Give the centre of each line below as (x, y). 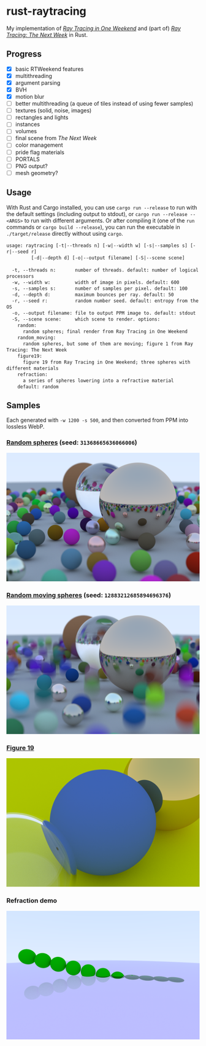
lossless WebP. (25, 427)
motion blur (30, 97)
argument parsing (38, 83)
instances (28, 125)
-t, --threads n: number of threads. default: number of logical (105, 270)
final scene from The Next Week (56, 138)
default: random (38, 387)
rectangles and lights (42, 117)
